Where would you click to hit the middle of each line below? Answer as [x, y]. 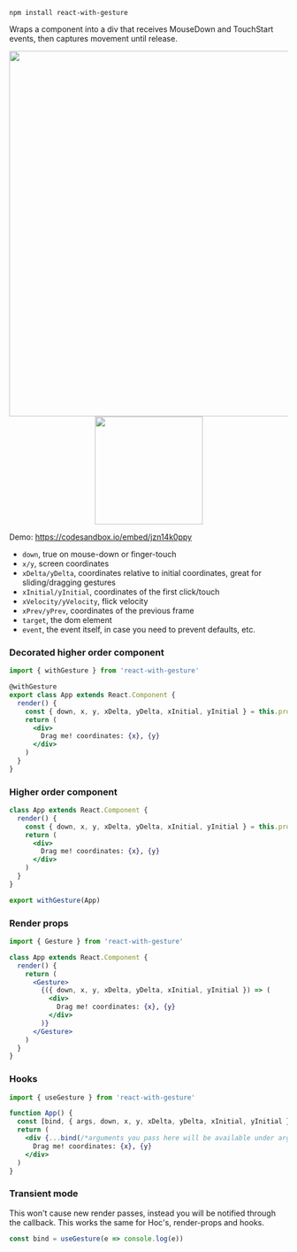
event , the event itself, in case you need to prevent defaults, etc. [139, 630]
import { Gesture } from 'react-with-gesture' [96, 942]
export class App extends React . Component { [92, 696]
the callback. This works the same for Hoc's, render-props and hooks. [137, 1222]
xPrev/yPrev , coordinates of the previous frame [108, 610]
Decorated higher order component [87, 652]
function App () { [41, 1113]
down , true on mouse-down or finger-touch [99, 554]
